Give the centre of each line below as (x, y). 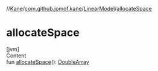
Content (16, 55)
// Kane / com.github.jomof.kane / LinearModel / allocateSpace (79, 9)
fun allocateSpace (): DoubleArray (48, 61)
